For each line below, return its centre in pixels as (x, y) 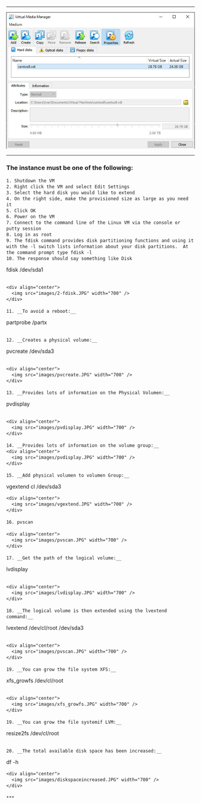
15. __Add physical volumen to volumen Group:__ (68, 476)
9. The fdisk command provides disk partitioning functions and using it (100, 241)
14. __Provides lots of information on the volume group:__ (83, 446)
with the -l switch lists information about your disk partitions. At (97, 247)
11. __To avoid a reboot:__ (41, 312)
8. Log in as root (29, 235)
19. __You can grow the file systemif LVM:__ (64, 722)
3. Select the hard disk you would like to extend (71, 193)
